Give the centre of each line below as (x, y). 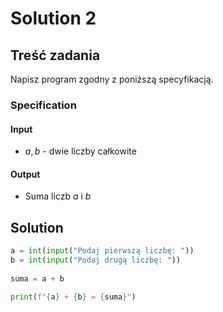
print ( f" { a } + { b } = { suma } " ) (73, 297)
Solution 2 (53, 18)
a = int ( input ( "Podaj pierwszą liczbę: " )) (102, 251)
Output (25, 174)
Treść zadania (55, 55)
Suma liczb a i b (58, 196)
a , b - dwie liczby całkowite (80, 151)
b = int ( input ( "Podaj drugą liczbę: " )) (96, 260)
